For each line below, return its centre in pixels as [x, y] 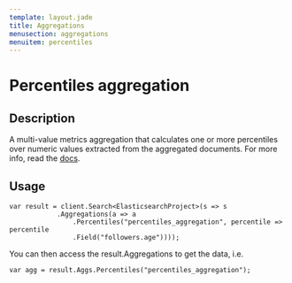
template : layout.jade [51, 17]
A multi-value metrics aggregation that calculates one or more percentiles [144, 140]
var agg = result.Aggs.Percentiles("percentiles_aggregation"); [130, 271]
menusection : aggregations [59, 34]
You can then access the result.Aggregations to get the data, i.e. [127, 254]
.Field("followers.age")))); [126, 238]
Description [42, 118]
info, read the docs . [45, 158]
